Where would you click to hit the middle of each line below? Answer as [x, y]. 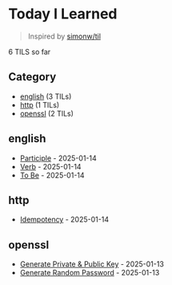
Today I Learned [63, 14]
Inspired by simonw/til [64, 36]
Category [32, 77]
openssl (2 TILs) [47, 113]
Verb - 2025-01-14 [50, 166]
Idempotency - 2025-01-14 [64, 220]
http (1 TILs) [40, 104]
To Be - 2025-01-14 [52, 175]
